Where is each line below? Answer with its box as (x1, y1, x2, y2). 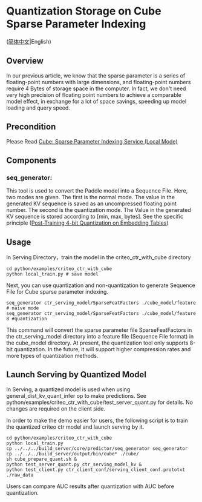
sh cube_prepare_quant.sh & (6, 456, 77, 462)
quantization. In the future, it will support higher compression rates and (14, 346, 191, 353)
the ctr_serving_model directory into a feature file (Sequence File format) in (6, 333, 194, 340)
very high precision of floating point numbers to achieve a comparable (6, 91, 181, 98)
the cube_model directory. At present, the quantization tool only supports (6, 339, 189, 346)
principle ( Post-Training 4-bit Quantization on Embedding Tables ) (6, 219, 169, 226)
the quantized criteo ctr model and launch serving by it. (6, 423, 145, 431)
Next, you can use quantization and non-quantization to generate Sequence (6, 282, 195, 289)
